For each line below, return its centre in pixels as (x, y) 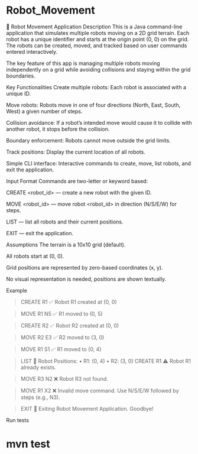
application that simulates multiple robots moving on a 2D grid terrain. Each (98, 33)
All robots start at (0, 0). (35, 256)
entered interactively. (32, 51)
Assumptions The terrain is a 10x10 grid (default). (66, 244)
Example (17, 290)
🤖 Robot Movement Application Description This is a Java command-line (94, 27)
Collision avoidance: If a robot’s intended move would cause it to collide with (99, 122)
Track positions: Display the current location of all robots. (76, 152)
